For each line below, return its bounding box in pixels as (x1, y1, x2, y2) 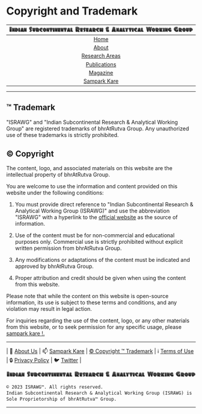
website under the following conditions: (6, 189, 104, 197)
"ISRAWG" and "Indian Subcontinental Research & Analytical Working (6, 118, 179, 126)
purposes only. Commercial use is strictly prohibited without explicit (14, 238, 183, 246)
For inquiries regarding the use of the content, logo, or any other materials (6, 317, 190, 324)
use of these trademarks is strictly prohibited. (6, 131, 119, 138)
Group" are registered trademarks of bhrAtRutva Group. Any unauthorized (6, 125, 189, 132)
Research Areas (81, 53, 121, 60)
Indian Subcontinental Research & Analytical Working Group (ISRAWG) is (6, 390, 192, 396)
